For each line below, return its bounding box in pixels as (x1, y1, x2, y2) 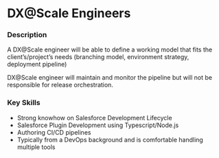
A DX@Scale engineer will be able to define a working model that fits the (7, 45, 213, 54)
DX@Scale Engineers (7, 5, 131, 21)
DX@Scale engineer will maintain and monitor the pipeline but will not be (7, 74, 213, 82)
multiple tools (16, 143, 56, 151)
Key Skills (7, 98, 41, 108)
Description (7, 30, 47, 40)
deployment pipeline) (7, 60, 67, 69)
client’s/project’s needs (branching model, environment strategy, (7, 53, 189, 61)
